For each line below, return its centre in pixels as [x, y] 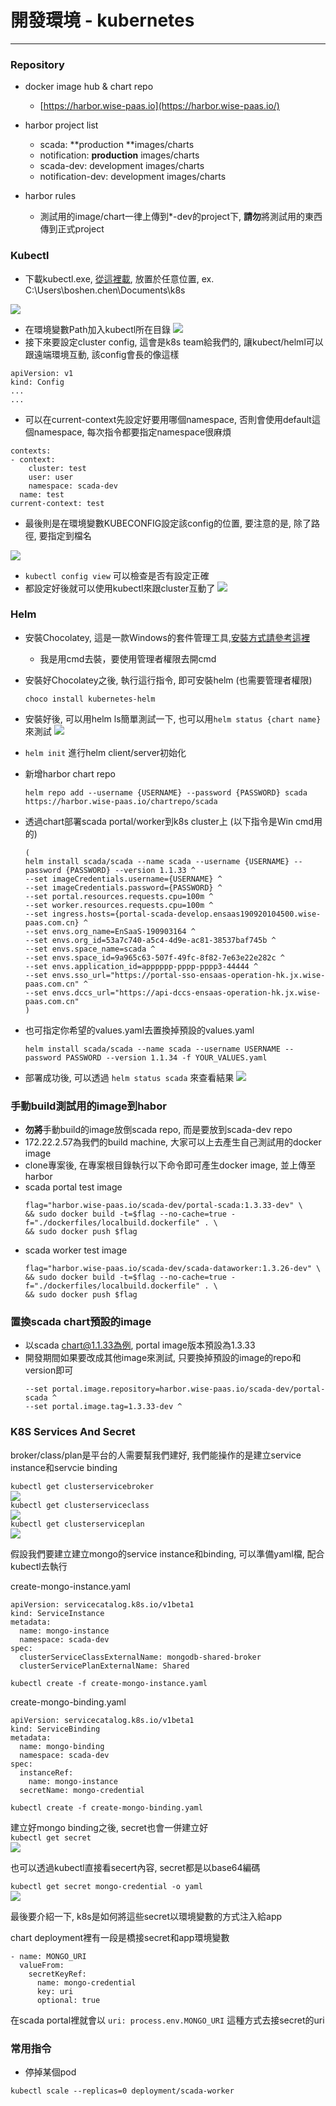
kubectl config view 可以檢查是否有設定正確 [117, 575]
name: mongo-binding [62, 1746]
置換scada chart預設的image [81, 1322]
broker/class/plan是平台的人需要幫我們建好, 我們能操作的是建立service [156, 1455]
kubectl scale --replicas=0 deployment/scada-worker [122, 2091]
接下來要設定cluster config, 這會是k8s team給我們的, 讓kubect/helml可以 [174, 342]
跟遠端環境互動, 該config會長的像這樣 [102, 354]
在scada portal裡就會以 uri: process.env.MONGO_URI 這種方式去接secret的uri [167, 2020]
